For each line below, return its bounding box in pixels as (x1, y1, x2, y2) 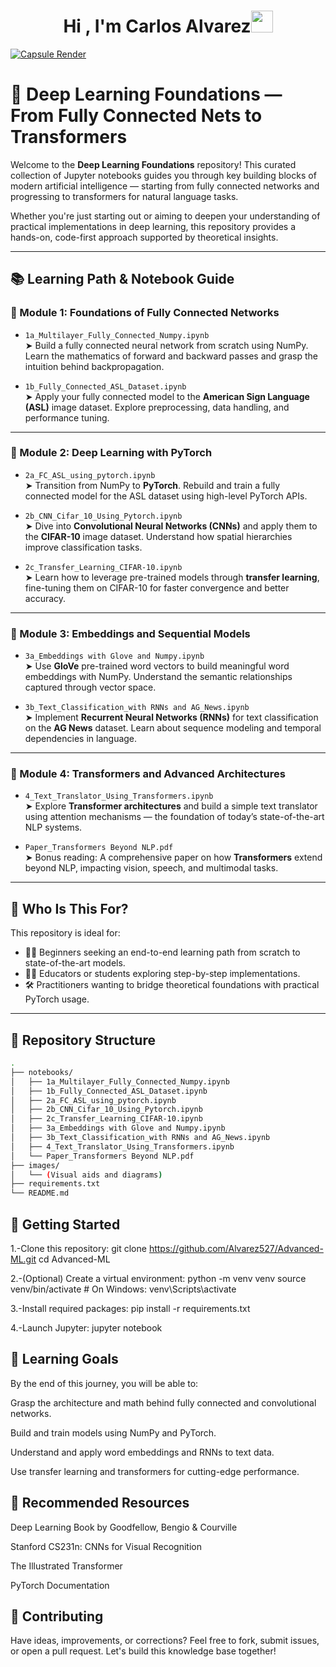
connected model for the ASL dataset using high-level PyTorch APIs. (24, 490, 308, 502)
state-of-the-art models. (24, 957, 126, 969)
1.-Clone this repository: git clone (10, 1243, 147, 1255)
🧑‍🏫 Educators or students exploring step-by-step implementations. (24, 968, 301, 980)
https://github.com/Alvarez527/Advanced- (148, 1243, 324, 1255)
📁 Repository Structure (10, 1031, 156, 1049)
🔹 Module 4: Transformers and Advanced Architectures (10, 767, 286, 781)
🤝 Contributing (10, 1608, 104, 1625)
